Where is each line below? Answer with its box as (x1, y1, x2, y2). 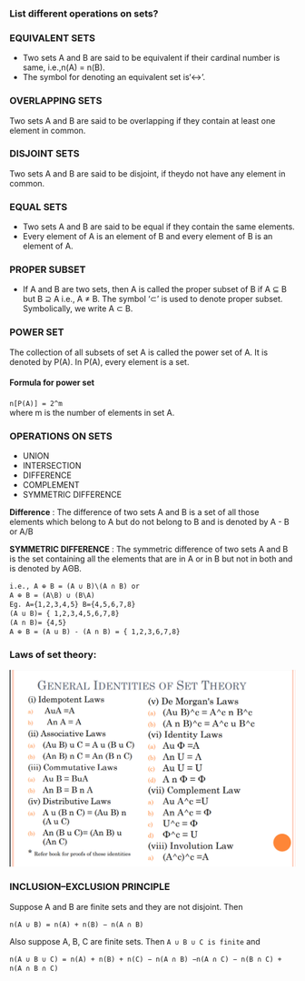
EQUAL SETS (9, 200, 68, 213)
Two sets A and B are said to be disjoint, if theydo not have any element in (9, 167, 286, 179)
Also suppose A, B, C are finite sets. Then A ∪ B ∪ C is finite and (9, 935, 261, 946)
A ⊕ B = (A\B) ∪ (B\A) (9, 591, 95, 601)
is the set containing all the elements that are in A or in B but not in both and (9, 553, 293, 564)
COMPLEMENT (22, 480, 80, 490)
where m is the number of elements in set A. (9, 407, 175, 418)
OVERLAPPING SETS (9, 95, 103, 107)
